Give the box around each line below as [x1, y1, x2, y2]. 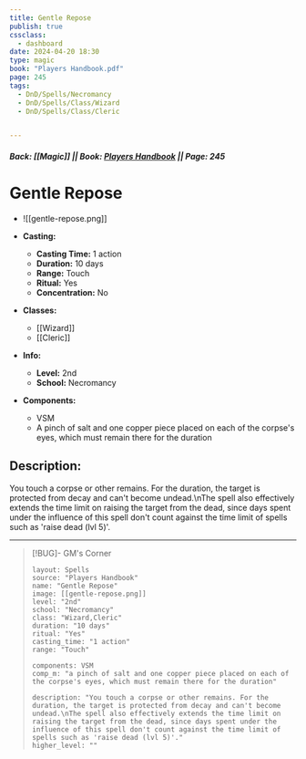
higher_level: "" [31, 741, 98, 750]
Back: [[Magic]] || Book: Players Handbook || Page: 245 [9, 151, 226, 161]
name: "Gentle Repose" [31, 581, 118, 590]
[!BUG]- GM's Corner [31, 547, 112, 558]
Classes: [22, 305, 57, 316]
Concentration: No [36, 286, 109, 297]
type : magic [9, 56, 55, 65]
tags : [9, 81, 30, 90]
